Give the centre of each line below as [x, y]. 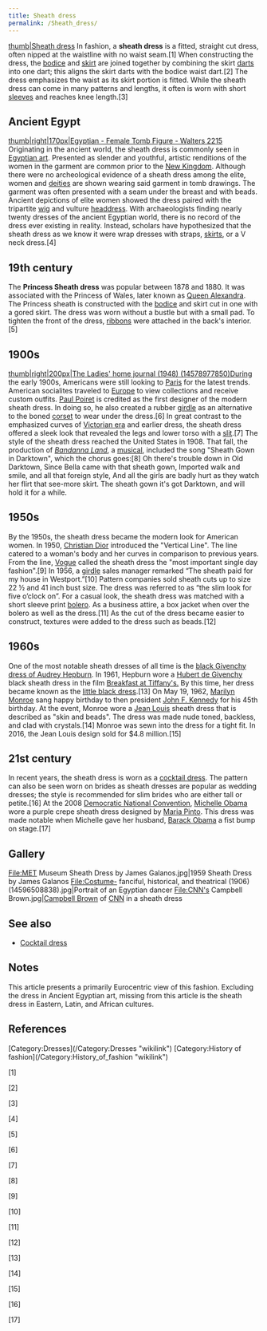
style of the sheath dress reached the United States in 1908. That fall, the [128, 441]
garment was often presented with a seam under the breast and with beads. [133, 192]
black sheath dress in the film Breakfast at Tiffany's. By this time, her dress [131, 682]
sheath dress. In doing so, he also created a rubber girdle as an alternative [130, 407]
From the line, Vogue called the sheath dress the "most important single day [133, 562]
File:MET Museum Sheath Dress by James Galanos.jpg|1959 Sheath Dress [130, 873]
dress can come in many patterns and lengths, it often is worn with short [127, 88]
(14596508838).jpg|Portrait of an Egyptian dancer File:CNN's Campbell [126, 890]
